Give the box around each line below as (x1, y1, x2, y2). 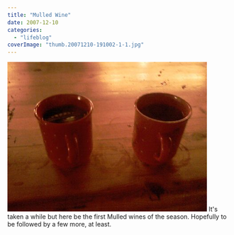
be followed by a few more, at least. (7, 220, 112, 229)
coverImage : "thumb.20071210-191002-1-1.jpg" (7, 41, 144, 49)
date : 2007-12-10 (7, 18, 59, 26)
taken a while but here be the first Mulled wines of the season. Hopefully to (7, 212, 227, 221)
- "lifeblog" (13, 34, 52, 41)
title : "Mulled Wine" (7, 11, 72, 18)
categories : (7, 26, 43, 33)
